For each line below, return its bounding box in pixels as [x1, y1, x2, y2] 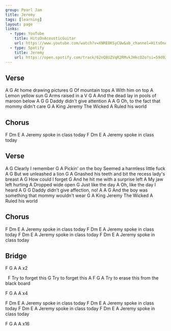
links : [5, 26, 19, 32]
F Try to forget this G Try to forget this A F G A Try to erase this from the [7, 275, 159, 281]
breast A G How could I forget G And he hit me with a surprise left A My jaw [5, 176, 164, 182]
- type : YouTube [10, 31, 44, 36]
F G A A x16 [5, 321, 30, 327]
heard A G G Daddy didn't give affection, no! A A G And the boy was [5, 187, 148, 193]
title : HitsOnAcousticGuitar [14, 36, 76, 41]
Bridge [5, 252, 27, 260]
